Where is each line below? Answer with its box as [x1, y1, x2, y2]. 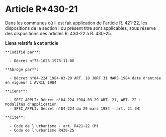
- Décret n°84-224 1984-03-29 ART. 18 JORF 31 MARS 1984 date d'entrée [9, 75, 162, 80]
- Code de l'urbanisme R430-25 [9, 128, 75, 133]
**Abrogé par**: [5, 67, 39, 72]
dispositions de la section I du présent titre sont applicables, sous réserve [5, 25, 156, 31]
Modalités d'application [5, 102, 57, 107]
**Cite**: [5, 115, 26, 120]
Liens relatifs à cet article [5, 40, 59, 46]
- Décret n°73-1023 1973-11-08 [9, 58, 75, 63]
